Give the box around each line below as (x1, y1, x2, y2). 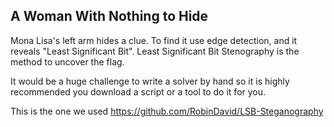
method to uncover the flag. (10, 55, 125, 68)
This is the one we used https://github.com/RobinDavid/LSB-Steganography (10, 105, 324, 117)
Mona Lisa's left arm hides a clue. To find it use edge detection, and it (10, 34, 298, 46)
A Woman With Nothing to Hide (10, 8, 209, 25)
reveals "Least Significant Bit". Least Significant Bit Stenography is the (10, 45, 300, 57)
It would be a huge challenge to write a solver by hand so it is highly (10, 75, 290, 87)
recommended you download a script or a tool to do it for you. (10, 85, 267, 98)
